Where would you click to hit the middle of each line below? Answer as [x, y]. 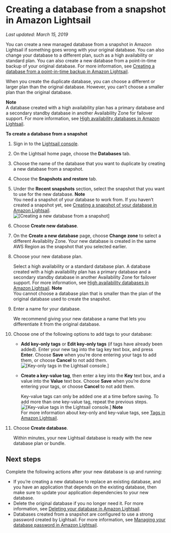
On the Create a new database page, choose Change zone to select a [87, 236]
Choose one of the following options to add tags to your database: [82, 334]
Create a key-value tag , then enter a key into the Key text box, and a [93, 375]
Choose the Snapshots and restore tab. [55, 179]
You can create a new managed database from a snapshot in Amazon [79, 44]
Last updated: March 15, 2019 [37, 34]
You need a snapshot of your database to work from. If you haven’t [83, 199]
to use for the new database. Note [49, 194]
